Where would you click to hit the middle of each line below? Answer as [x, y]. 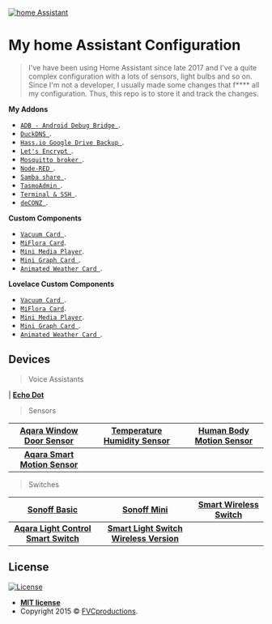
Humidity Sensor [137, 440]
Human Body [223, 430]
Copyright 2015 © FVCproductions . [79, 611]
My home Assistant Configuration [125, 45]
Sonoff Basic [53, 509]
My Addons [28, 109]
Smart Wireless [228, 504]
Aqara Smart [49, 454]
